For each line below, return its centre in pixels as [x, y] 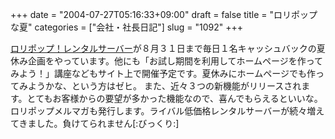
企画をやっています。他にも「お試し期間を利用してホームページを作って [175, 61]
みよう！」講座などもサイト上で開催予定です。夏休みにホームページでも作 [163, 73]
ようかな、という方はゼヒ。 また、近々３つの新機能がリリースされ [164, 86]
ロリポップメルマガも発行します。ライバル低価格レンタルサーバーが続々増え [167, 111]
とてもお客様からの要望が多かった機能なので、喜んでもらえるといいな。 [174, 98]
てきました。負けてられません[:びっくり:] [95, 123]
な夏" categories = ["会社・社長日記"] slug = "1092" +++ [127, 27]
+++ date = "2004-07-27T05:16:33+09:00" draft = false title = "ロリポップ [164, 14]
